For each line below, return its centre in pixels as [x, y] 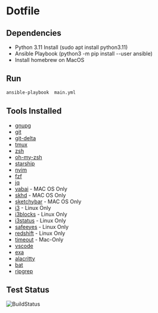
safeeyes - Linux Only [42, 227]
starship [25, 163]
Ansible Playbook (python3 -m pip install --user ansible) [84, 54]
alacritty [25, 258]
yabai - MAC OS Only [41, 188]
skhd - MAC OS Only [40, 195]
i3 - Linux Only [33, 207]
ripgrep [24, 271]
